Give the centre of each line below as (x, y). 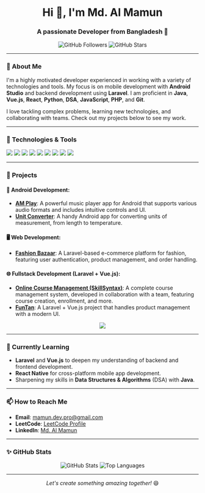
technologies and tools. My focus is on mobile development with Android (99, 86)
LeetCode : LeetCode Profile (51, 424)
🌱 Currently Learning (38, 347)
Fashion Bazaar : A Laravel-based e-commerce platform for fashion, (101, 253)
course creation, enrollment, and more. (64, 301)
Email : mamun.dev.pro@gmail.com (59, 417)
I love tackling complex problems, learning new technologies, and (89, 111)
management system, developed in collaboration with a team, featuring (104, 294)
